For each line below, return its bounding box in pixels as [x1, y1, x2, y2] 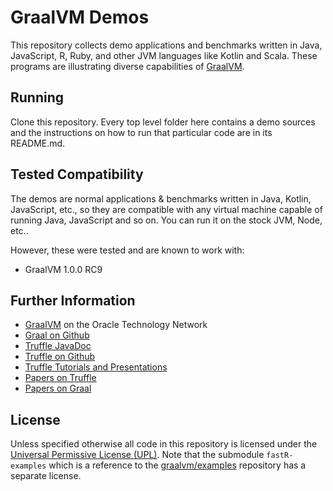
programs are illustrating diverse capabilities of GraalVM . [10, 60, 245, 72]
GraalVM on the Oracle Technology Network [24, 319, 208, 331]
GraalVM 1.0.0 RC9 [24, 263, 103, 275]
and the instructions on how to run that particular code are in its [10, 126, 273, 138]
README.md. [10, 137, 66, 149]
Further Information [10, 292, 136, 309]
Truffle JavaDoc [24, 340, 92, 352]
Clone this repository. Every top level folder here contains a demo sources [10, 116, 316, 128]
